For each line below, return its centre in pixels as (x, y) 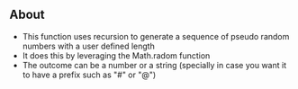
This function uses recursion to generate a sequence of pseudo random (156, 36)
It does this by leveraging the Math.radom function (116, 55)
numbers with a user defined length (88, 46)
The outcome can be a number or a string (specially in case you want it (154, 65)
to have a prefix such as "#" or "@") (89, 75)
